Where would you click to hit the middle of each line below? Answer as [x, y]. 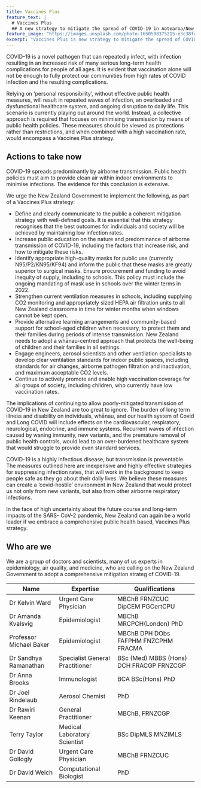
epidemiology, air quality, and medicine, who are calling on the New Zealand [100, 568]
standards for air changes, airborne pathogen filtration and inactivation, [103, 366]
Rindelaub [23, 699]
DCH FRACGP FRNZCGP [152, 665]
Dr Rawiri [22, 710]
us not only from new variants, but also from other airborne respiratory [93, 491]
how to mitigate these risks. [49, 251]
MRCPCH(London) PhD [150, 623]
